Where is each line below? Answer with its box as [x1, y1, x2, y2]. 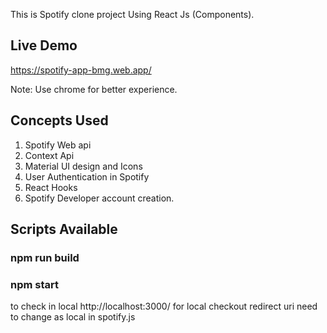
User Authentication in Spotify [24, 170, 150, 183]
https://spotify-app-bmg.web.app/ [10, 64, 152, 76]
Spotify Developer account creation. [24, 192, 175, 204]
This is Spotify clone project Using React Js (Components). [10, 9, 255, 20]
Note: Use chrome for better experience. [10, 83, 178, 95]
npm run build [10, 250, 80, 264]
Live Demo [10, 37, 78, 54]
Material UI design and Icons [24, 160, 143, 172]
